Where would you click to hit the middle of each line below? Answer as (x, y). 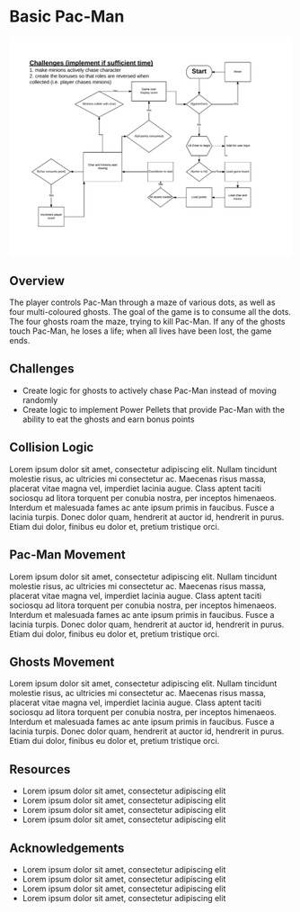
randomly (40, 400)
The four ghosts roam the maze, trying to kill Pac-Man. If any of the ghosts (147, 322)
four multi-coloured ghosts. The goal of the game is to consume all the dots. (150, 312)
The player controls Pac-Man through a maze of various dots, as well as (142, 302)
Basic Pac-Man (67, 17)
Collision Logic (52, 447)
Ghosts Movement (62, 662)
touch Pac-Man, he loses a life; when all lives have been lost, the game (141, 331)
